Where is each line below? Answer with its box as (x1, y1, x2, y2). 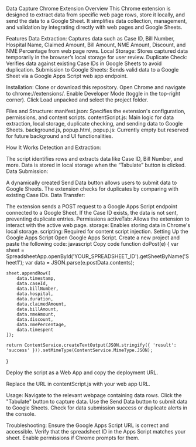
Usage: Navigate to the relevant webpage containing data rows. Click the (6, 392, 183, 398)
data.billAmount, (16, 306, 59, 312)
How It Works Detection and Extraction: (6, 144, 101, 151)
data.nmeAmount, (16, 311, 57, 317)
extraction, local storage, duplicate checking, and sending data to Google (6, 120, 183, 127)
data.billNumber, (16, 286, 59, 292)
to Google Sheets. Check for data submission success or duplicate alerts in (6, 404, 187, 411)
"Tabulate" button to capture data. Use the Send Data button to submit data (6, 398, 188, 405)
